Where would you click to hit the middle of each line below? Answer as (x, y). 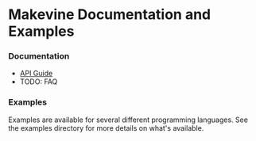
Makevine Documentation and (110, 15)
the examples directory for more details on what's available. (106, 128)
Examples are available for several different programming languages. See (128, 120)
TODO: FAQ (39, 82)
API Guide (36, 74)
